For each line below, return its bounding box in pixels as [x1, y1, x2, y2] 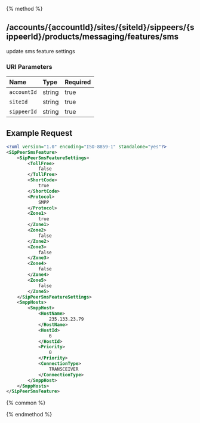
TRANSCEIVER [48, 366, 79, 372]
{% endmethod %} [6, 411, 53, 418]
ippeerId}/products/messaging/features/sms [6, 32, 179, 42]
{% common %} [6, 399, 46, 406]
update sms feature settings [6, 47, 76, 54]
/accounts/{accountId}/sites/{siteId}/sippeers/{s [6, 22, 195, 32]
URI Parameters [6, 62, 53, 71]
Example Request [6, 128, 73, 138]
